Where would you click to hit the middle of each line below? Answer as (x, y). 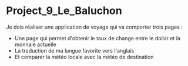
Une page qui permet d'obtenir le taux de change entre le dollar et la (98, 38)
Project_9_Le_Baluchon (64, 11)
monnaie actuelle (36, 44)
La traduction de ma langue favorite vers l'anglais (74, 50)
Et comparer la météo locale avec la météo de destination (84, 57)
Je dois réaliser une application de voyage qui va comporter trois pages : (95, 27)
